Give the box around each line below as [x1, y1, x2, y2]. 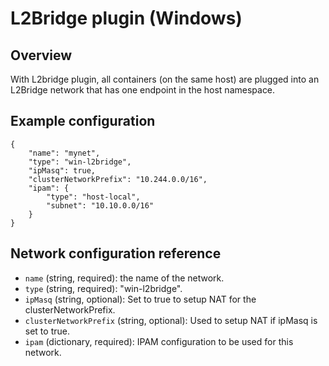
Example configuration [10, 113, 156, 130]
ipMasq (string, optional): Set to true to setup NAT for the [24, 293, 257, 305]
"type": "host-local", [46, 192, 141, 202]
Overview [10, 47, 73, 64]
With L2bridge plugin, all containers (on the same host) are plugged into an [10, 73, 320, 85]
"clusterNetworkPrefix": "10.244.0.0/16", [28, 174, 208, 184]
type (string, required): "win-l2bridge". [24, 282, 183, 294]
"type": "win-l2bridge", [28, 157, 132, 167]
